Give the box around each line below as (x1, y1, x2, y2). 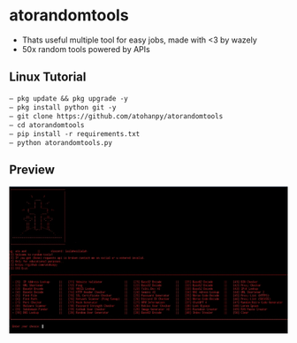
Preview (9, 163, 56, 178)
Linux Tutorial (9, 70, 87, 85)
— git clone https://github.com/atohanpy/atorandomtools (9, 111, 224, 120)
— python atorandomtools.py (9, 138, 113, 147)
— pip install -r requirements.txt (9, 129, 141, 138)
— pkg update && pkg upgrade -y (9, 94, 128, 103)
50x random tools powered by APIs (21, 43, 150, 54)
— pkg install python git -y (9, 103, 117, 111)
